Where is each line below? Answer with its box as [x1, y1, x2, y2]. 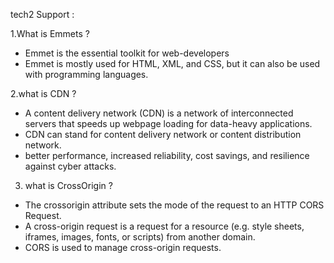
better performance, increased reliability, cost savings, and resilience [24, 150, 310, 161]
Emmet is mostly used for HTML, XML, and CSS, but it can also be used [24, 58, 321, 69]
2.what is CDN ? [10, 88, 77, 99]
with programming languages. [24, 69, 149, 80]
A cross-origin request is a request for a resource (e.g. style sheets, [24, 220, 305, 232]
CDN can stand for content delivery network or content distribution [24, 129, 302, 140]
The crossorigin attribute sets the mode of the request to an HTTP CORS [24, 199, 325, 211]
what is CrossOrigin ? [24, 180, 113, 191]
